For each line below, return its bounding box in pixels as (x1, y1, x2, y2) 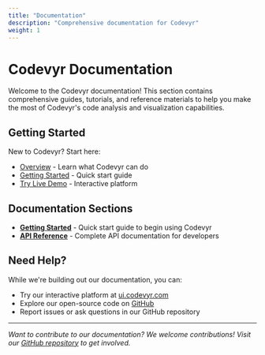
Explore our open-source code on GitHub (19, 298, 155, 308)
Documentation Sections (8, 202, 133, 215)
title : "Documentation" (8, 11, 87, 20)
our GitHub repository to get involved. (8, 338, 131, 347)
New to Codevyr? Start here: (8, 147, 101, 156)
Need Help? (8, 254, 67, 267)
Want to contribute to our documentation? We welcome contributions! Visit (8, 329, 251, 339)
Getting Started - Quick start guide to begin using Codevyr (19, 222, 212, 232)
